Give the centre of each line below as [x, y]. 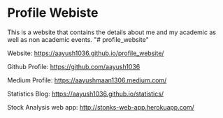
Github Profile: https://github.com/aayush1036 [74, 66]
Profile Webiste [53, 13]
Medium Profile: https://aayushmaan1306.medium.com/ [87, 80]
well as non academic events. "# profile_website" [78, 39]
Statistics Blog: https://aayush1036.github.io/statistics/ [86, 94]
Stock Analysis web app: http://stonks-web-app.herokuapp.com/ [101, 107]
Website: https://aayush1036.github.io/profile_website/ [86, 53]
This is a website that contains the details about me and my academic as [112, 32]
